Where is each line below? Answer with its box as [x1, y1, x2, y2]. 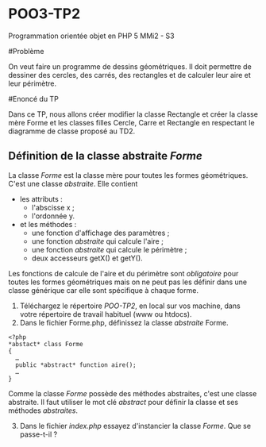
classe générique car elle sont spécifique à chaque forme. [8, 285, 199, 295]
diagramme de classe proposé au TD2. [8, 126, 136, 136]
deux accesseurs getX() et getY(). [31, 253, 143, 263]
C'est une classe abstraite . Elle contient [8, 179, 138, 188]
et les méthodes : [19, 219, 77, 229]
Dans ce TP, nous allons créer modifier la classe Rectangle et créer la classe [8, 109, 258, 119]
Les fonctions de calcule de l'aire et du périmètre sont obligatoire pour [8, 268, 239, 278]
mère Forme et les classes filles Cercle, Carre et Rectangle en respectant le [8, 118, 256, 127]
